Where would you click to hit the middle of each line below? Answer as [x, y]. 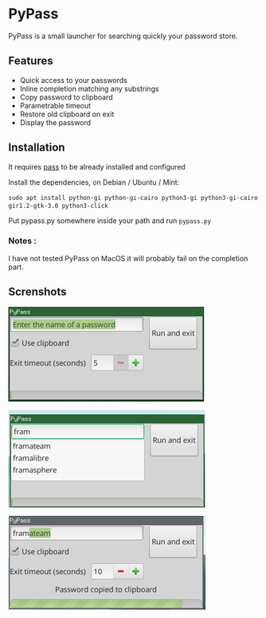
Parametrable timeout [55, 105]
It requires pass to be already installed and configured [97, 166]
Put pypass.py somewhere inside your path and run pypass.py [110, 221]
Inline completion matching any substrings [89, 88]
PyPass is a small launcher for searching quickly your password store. [123, 36]
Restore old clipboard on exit [67, 114]
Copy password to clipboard [66, 97]
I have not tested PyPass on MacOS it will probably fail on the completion [128, 258]
